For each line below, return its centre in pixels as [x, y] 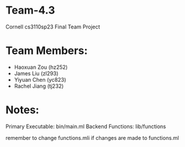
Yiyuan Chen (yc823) [40, 79]
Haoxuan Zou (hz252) [41, 67]
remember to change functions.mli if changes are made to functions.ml [92, 138]
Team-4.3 [31, 10]
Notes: [23, 110]
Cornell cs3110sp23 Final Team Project [53, 27]
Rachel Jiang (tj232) [39, 86]
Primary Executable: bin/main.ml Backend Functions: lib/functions [86, 126]
